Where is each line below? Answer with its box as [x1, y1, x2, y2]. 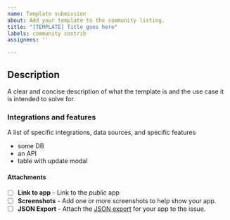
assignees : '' [7, 37, 49, 44]
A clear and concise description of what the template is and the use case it [7, 87, 224, 96]
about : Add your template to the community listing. [7, 17, 165, 24]
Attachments [7, 173, 47, 181]
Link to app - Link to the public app [17, 188, 120, 197]
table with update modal [17, 157, 88, 165]
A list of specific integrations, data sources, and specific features [7, 128, 196, 137]
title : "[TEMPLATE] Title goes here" [7, 23, 118, 30]
